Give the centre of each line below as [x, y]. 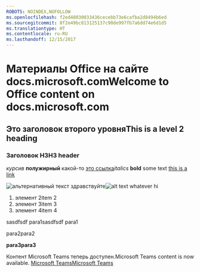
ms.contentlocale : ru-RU [37, 34]
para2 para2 [21, 233]
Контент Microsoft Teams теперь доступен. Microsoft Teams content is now [100, 256]
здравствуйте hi [114, 186]
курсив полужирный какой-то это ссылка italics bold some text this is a [97, 168]
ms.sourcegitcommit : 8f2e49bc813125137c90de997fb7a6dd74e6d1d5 [87, 23]
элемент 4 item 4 [36, 210]
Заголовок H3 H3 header [43, 155]
